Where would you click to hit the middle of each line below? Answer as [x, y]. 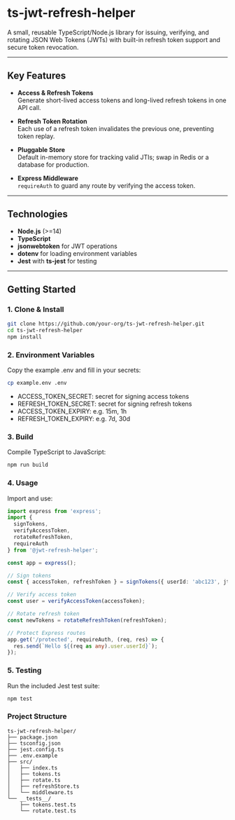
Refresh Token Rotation [52, 121]
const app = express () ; [42, 563]
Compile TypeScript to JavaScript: [57, 452]
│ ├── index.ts [33, 768]
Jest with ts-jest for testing [57, 261]
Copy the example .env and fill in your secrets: [74, 370]
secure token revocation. [43, 47]
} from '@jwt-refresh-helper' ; [53, 550]
